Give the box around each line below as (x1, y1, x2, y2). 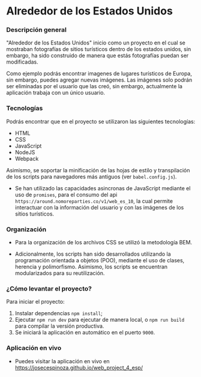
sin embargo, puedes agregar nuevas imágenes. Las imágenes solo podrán (6, 76, 193, 83)
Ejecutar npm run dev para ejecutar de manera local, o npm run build (14, 316, 185, 324)
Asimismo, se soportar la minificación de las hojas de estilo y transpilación (6, 166, 190, 173)
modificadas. (6, 58, 39, 65)
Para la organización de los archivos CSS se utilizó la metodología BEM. (14, 239, 193, 246)
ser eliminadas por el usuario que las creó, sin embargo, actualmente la (6, 83, 183, 90)
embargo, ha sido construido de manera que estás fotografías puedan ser (6, 52, 189, 59)
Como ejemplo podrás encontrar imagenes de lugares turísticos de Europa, (6, 70, 192, 77)
